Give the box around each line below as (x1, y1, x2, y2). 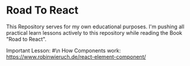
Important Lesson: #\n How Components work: (6, 47, 121, 54)
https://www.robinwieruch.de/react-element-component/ (6, 53, 147, 60)
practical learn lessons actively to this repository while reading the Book (6, 29, 183, 36)
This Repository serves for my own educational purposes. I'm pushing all (6, 23, 185, 30)
